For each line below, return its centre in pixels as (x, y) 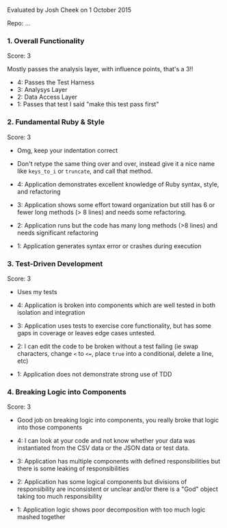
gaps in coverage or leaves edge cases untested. (86, 333)
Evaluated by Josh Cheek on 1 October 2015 (69, 10)
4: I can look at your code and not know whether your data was (106, 441)
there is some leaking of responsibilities (73, 468)
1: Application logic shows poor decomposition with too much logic (111, 509)
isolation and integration (51, 312)
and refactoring (39, 191)
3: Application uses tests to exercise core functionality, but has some (114, 326)
